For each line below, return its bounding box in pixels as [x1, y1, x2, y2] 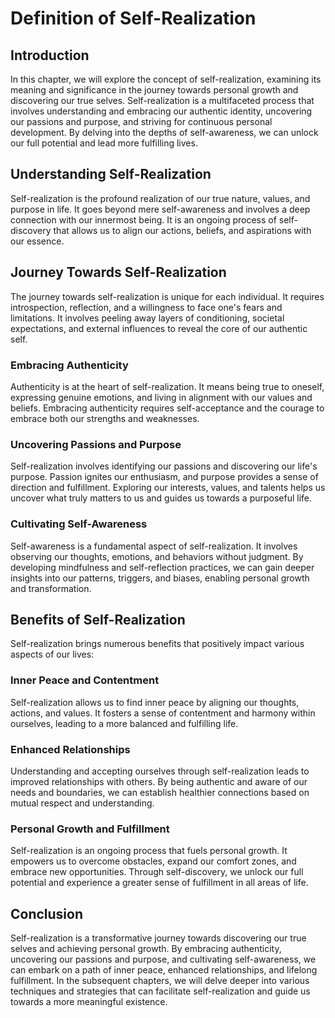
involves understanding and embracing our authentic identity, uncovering [10, 105, 313, 117]
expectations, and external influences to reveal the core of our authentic [10, 322, 308, 334]
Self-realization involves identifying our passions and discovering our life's [10, 460, 318, 472]
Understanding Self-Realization [10, 166, 212, 183]
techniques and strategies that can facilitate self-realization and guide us [10, 985, 311, 997]
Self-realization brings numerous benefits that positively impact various [10, 638, 305, 650]
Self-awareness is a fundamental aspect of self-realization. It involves [10, 540, 298, 552]
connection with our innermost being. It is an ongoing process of [10, 213, 277, 226]
